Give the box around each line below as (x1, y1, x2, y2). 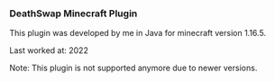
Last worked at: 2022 (9, 45, 88, 56)
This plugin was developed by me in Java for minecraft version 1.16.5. (9, 28, 267, 39)
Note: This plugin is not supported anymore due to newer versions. (9, 62, 258, 74)
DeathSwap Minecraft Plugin (9, 7, 138, 20)
